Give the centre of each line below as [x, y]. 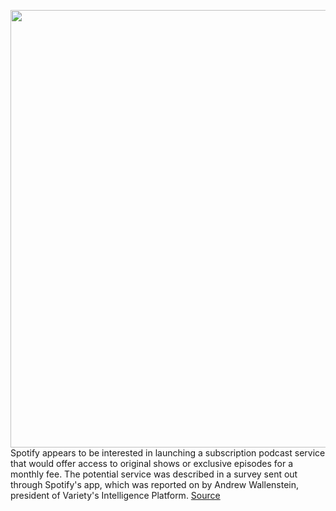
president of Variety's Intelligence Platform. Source [115, 495]
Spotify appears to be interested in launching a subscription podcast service [168, 453]
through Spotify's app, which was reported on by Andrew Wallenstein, [155, 484]
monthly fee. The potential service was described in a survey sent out [154, 474]
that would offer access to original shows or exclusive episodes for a [152, 463]
